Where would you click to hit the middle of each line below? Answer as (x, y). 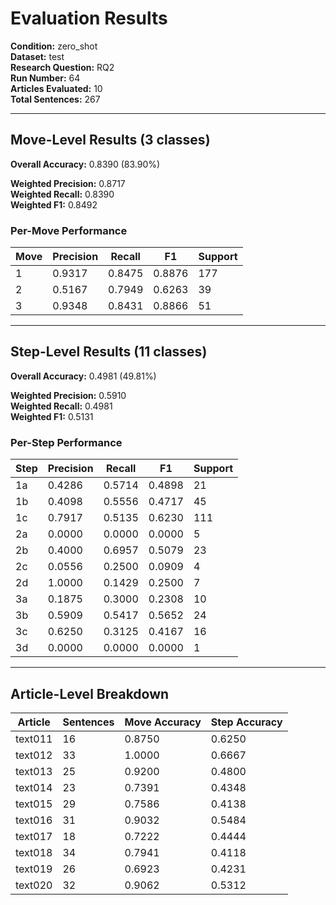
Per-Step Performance (66, 442)
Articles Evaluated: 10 (56, 88)
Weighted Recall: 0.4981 (61, 406)
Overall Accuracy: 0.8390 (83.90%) (85, 164)
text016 (34, 820)
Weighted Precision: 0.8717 (68, 183)
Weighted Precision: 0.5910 (68, 395)
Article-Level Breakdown (90, 693)
